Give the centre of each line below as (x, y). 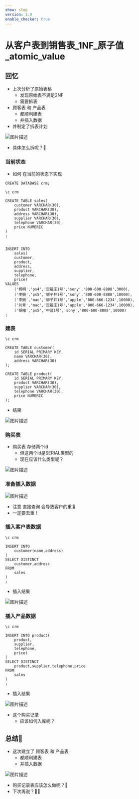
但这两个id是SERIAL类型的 (47, 453)
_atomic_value (35, 56)
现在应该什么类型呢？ (42, 459)
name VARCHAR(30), (33, 356)
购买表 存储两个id (30, 447)
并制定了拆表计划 (30, 126)
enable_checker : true (28, 19)
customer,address (32, 564)
